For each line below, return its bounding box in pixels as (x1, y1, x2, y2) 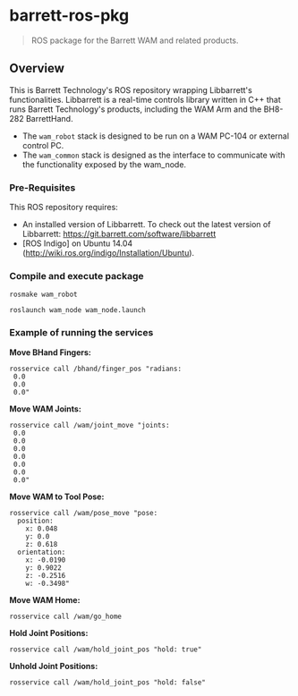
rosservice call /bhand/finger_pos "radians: (9, 364, 182, 373)
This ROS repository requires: (9, 202, 118, 213)
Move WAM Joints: (9, 403, 82, 414)
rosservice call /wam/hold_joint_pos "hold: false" (9, 677, 206, 687)
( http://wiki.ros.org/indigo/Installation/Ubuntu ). (21, 248, 195, 259)
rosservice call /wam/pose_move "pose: (9, 508, 158, 517)
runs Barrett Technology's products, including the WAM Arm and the (9, 104, 262, 115)
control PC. (21, 140, 64, 150)
